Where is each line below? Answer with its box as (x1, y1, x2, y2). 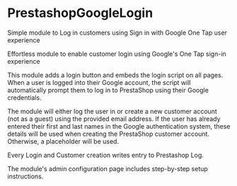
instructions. (7, 172, 44, 180)
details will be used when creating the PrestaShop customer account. (7, 129, 210, 138)
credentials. (7, 93, 42, 102)
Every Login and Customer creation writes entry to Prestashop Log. (7, 151, 204, 159)
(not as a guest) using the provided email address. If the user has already (7, 115, 221, 123)
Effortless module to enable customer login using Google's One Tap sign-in (7, 50, 226, 58)
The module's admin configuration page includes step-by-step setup (7, 164, 209, 173)
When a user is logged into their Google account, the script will (7, 78, 191, 86)
